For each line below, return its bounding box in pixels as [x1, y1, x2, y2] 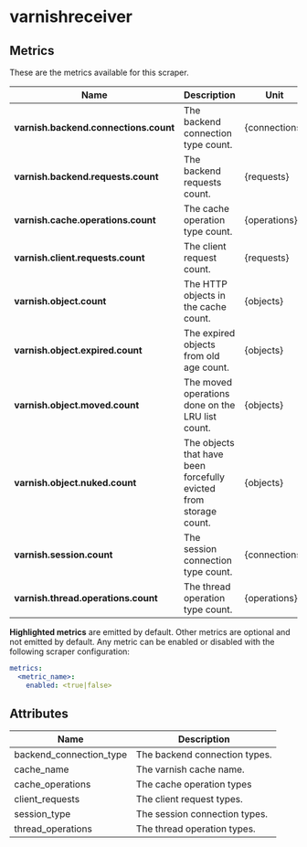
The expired [183, 327, 236, 339]
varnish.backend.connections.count [14, 122, 175, 133]
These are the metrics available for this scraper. [9, 67, 189, 78]
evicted [183, 482, 217, 494]
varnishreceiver [9, 6, 133, 27]
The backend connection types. [135, 748, 272, 761]
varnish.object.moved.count [14, 399, 140, 411]
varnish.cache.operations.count [14, 214, 157, 226]
